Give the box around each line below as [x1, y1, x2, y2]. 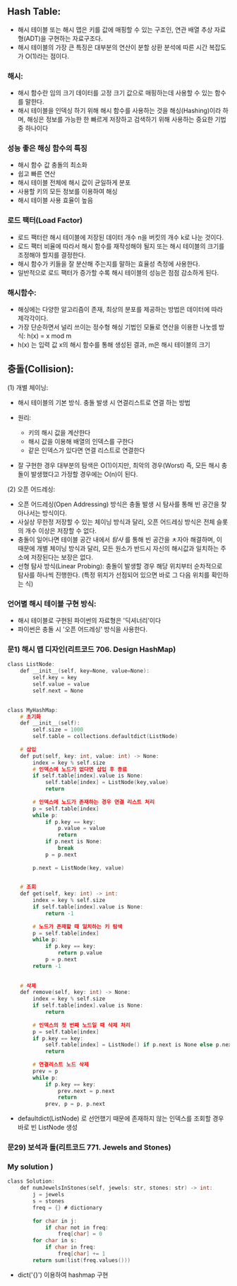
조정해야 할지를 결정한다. [17, 250, 86, 259]
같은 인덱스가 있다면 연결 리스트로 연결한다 [28, 445, 146, 455]
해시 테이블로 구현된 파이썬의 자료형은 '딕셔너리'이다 [17, 616, 162, 625]
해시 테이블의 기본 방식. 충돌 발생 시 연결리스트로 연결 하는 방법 [17, 398, 190, 407]
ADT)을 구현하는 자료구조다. [25, 34, 103, 42]
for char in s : [32, 1237, 78, 1244]
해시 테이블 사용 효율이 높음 [17, 196, 94, 204]
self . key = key [32, 674, 78, 682]
